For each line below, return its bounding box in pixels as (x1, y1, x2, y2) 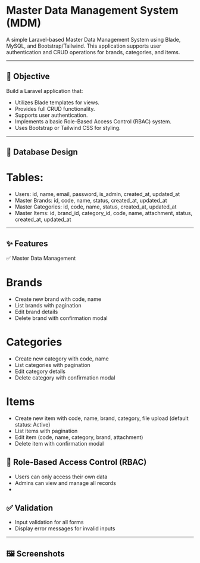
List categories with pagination (14, 361, 90, 368)
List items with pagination (14, 427, 78, 434)
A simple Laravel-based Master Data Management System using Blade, (6, 36, 181, 43)
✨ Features (6, 239, 48, 249)
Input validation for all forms (14, 519, 84, 526)
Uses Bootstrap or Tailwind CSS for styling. (14, 124, 121, 131)
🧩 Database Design (6, 147, 79, 157)
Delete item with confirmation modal (14, 440, 104, 447)
